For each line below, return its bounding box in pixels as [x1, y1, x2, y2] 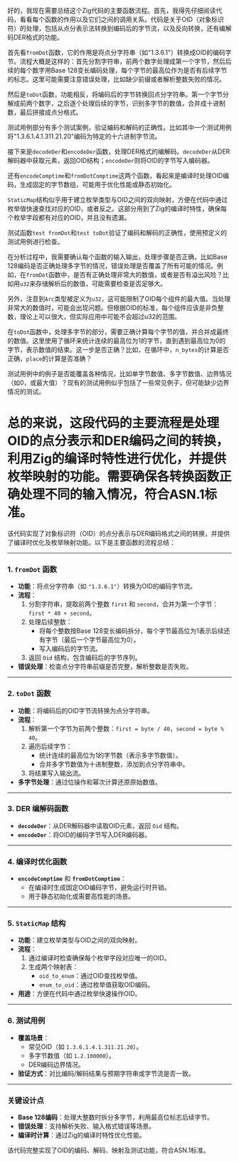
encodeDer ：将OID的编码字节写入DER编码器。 [17, 830, 152, 839]
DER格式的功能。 [13, 33, 64, 41]
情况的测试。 [7, 388, 45, 396]
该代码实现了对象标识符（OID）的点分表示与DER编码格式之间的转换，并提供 [7, 529, 230, 538]
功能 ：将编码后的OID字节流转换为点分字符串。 [17, 706, 154, 715]
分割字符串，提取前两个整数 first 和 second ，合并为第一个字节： [28, 600, 219, 608]
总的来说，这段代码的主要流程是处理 [7, 415, 220, 431]
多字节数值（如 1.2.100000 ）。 [28, 1051, 116, 1060]
